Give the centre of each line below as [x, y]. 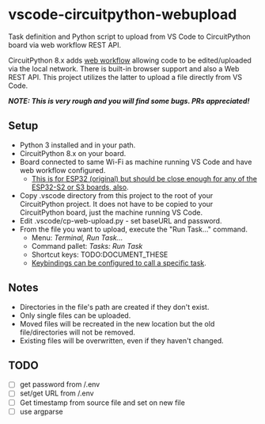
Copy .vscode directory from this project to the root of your [116, 195]
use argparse [41, 411]
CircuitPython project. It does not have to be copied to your [116, 204]
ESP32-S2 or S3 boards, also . [80, 187]
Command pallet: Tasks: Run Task [87, 246]
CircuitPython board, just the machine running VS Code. [111, 212]
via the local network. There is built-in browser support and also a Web [124, 68]
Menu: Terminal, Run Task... [77, 237]
